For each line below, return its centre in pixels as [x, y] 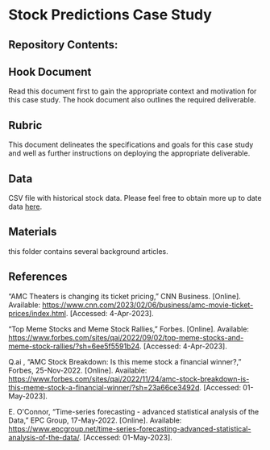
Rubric [25, 125]
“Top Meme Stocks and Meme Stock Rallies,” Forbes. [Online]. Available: [129, 329]
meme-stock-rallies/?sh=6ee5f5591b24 [74, 346]
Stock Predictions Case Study [110, 15]
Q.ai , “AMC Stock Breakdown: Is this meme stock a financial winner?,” [125, 361]
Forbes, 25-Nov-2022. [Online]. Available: [78, 370]
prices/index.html [37, 313]
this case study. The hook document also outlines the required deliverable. [132, 100]
